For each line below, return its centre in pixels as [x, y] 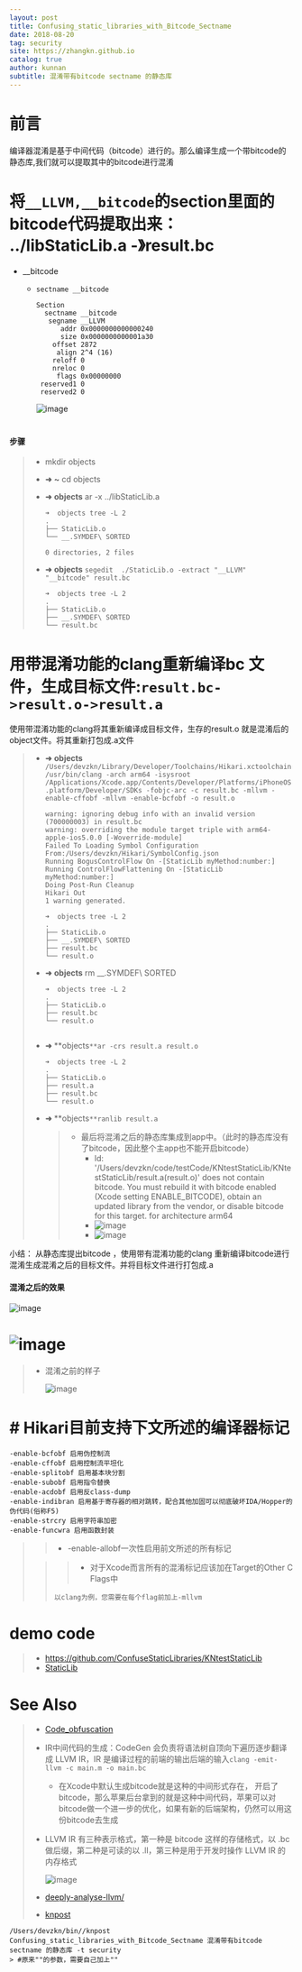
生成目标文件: [91, 687]
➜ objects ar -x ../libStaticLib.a [102, 497]
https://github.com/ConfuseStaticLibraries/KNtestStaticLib [154, 1658]
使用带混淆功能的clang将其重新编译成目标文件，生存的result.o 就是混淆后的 [149, 729]
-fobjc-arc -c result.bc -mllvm [206, 791]
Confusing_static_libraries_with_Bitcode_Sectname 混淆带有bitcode [136, 1941]
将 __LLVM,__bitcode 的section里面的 [142, 202]
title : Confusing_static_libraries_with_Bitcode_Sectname [120, 26]
